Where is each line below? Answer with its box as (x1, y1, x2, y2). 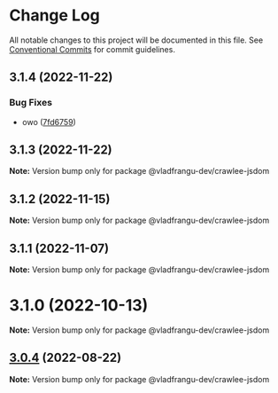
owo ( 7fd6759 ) (21, 116, 77, 127)
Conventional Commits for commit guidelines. (9, 43, 175, 54)
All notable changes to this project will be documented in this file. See (9, 35, 264, 45)
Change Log (9, 5, 100, 26)
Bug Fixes (9, 97, 53, 109)
